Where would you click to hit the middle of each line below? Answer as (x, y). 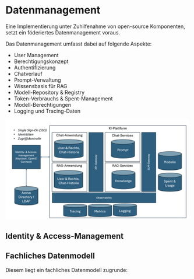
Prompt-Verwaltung (38, 80)
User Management (36, 55)
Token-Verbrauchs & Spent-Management (63, 98)
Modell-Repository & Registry (49, 92)
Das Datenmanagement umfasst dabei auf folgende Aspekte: (79, 44)
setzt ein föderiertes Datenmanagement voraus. (63, 32)
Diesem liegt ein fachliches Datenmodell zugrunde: (67, 270)
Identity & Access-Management (64, 236)
